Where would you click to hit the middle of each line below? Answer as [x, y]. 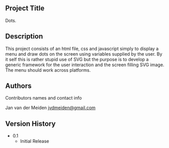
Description [24, 37]
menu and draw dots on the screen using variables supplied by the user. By [84, 54]
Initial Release [35, 141]
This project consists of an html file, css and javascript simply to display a [82, 48]
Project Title [25, 8]
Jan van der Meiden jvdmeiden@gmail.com [51, 108]
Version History [30, 124]
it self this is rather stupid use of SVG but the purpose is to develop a [77, 59]
